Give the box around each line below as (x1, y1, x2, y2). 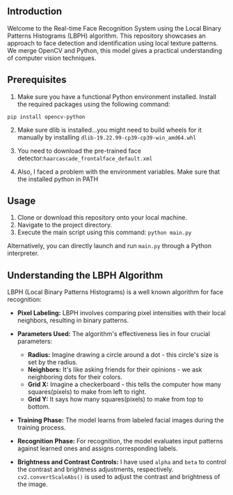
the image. (17, 480, 49, 489)
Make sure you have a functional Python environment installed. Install (17, 92, 217, 100)
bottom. (27, 402, 51, 411)
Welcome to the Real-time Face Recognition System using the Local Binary (7, 24, 221, 32)
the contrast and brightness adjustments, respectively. (17, 465, 174, 473)
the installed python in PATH (17, 174, 99, 183)
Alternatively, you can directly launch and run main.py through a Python (7, 242, 212, 250)
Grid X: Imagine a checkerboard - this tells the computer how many (27, 380, 221, 389)
